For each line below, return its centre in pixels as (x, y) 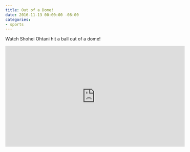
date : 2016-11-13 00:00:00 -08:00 (42, 15)
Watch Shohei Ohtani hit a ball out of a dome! (53, 39)
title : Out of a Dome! (29, 10)
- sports (15, 24)
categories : (18, 19)
